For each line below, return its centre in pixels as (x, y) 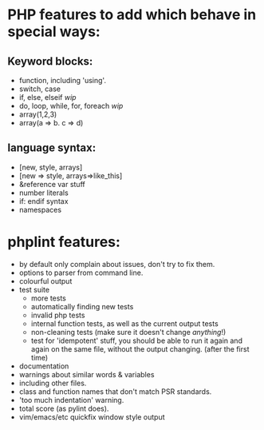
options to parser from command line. (81, 273)
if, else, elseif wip (47, 97)
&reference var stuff (52, 184)
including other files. (53, 383)
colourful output (45, 281)
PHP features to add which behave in (132, 15)
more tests (49, 298)
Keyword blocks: (50, 61)
